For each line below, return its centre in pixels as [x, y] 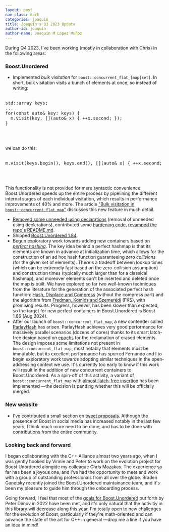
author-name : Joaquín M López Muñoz [44, 33]
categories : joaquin [27, 19]
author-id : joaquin [26, 29]
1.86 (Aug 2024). [30, 316]
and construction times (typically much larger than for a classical [80, 273]
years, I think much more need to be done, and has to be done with [82, 426]
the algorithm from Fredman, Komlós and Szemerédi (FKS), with [79, 300]
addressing [24, 364]
